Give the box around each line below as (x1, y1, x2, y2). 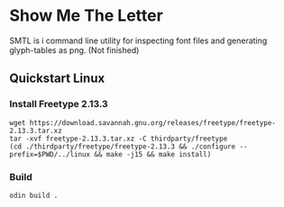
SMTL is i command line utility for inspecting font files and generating (9, 35, 268, 46)
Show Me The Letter (9, 5, 164, 26)
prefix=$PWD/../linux (9, 149, 91, 158)
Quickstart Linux (9, 71, 105, 86)
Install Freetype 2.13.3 (9, 98, 108, 111)
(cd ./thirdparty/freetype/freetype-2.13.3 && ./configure (9, 141, 236, 151)
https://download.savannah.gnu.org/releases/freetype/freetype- (29, 118, 277, 127)
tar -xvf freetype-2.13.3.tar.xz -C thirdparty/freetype (9, 134, 228, 143)
